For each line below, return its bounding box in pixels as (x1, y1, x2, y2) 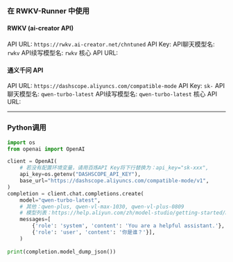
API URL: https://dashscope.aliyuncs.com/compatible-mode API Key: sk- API (7, 82, 225, 90)
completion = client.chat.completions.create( (7, 190, 144, 197)
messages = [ (19, 216, 51, 223)
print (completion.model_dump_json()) (7, 248, 116, 255)
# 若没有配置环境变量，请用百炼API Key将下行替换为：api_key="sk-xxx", (19, 164, 209, 171)
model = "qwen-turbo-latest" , (19, 196, 101, 204)
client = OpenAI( (7, 158, 58, 165)
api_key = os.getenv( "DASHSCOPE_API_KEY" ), (19, 171, 141, 178)
